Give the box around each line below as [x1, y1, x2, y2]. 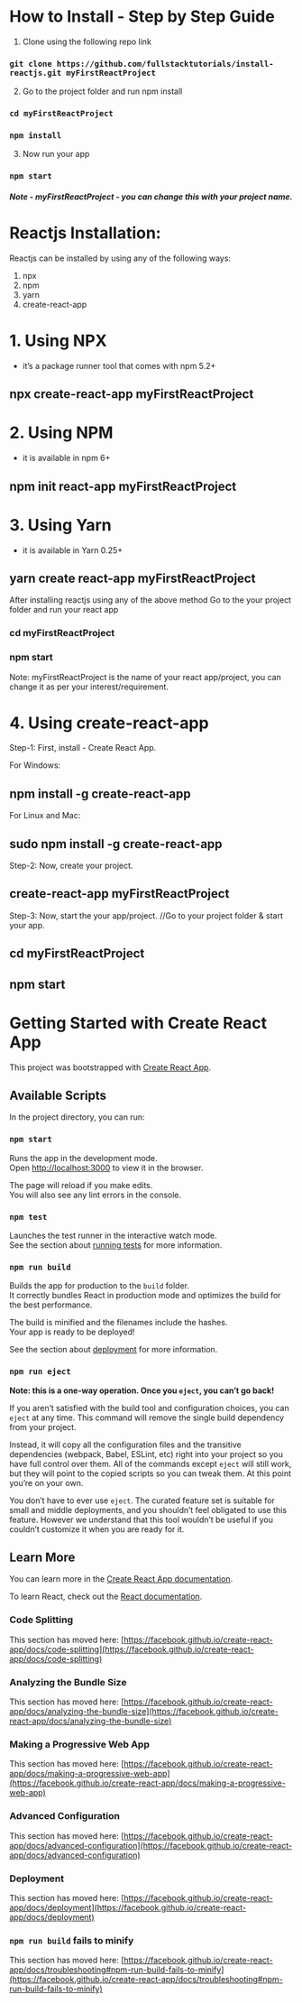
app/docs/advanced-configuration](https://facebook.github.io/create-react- [9, 1840, 293, 1851]
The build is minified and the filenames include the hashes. [9, 1317, 228, 1328]
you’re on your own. [9, 1477, 84, 1488]
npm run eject [9, 1367, 71, 1377]
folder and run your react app [9, 605, 119, 615]
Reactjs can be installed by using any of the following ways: [9, 253, 232, 263]
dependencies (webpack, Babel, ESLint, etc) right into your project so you [9, 1448, 284, 1459]
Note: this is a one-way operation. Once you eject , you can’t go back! [9, 1385, 275, 1396]
